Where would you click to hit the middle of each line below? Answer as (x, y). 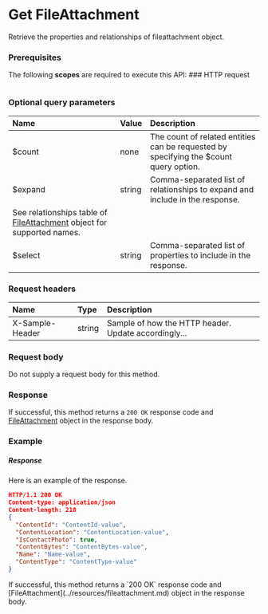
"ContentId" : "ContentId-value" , (71, 525)
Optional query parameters (62, 103)
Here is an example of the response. (68, 481)
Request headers (42, 289)
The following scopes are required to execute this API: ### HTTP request (129, 75)
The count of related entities (203, 136)
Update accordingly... (147, 333)
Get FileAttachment (74, 15)
